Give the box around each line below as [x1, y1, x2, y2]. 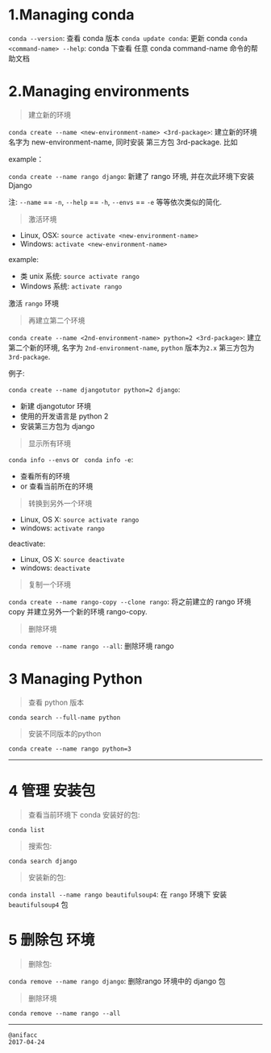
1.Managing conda [8, 6, 135, 24]
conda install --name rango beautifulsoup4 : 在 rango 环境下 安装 [8, 889, 227, 899]
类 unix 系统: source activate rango [19, 271, 140, 281]
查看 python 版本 [27, 697, 85, 707]
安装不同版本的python [27, 728, 102, 739]
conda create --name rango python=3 [8, 744, 131, 753]
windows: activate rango [19, 522, 105, 533]
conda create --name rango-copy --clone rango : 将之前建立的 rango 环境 [8, 597, 252, 606]
